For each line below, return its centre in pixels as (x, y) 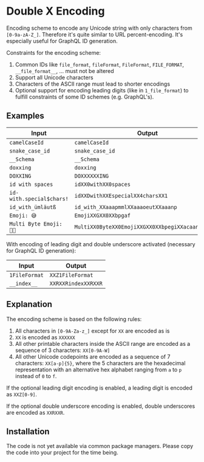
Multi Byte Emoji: (36, 224)
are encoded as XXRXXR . (36, 412)
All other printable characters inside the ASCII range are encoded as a (103, 343)
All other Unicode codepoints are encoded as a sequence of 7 (93, 356)
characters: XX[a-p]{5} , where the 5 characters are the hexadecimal (100, 363)
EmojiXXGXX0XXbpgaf (102, 215)
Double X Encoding (56, 11)
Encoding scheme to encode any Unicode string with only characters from (99, 28)
